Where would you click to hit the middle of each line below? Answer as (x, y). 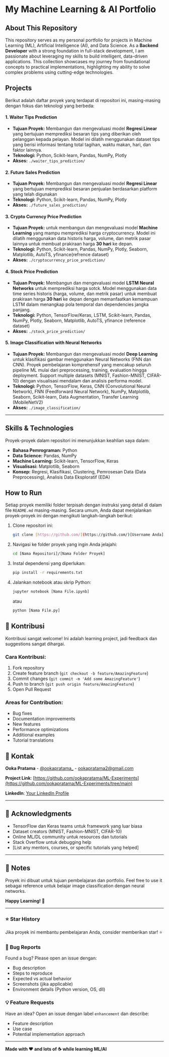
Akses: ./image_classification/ (47, 407)
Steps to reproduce (32, 973)
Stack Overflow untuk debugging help (52, 842)
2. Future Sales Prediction (33, 172)
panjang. (22, 310)
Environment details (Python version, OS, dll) (59, 989)
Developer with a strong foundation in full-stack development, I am (75, 51)
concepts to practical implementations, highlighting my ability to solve (77, 67)
